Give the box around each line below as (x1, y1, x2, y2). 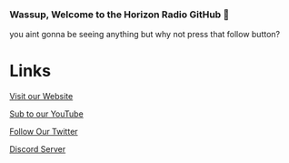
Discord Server (9, 144, 66, 155)
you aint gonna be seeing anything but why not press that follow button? (9, 29, 280, 40)
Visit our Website (9, 91, 74, 102)
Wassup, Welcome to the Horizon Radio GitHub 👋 (9, 8, 230, 21)
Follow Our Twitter (9, 127, 79, 138)
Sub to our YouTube (9, 108, 84, 119)
